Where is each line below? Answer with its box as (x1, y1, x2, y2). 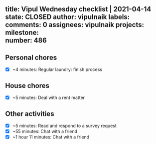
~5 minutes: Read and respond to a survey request (12, 122, 117, 128)
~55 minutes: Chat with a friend (12, 128, 78, 134)
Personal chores (5, 53, 57, 61)
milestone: (5, 28, 39, 37)
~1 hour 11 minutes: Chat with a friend (12, 134, 90, 140)
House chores (5, 81, 50, 90)
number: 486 (5, 36, 47, 45)
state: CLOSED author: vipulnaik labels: (5, 13, 130, 21)
